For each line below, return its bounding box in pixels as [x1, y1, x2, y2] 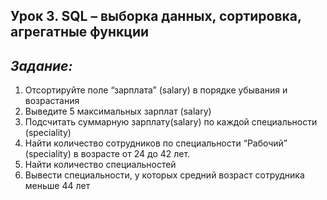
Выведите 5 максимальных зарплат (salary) [24, 105, 212, 118]
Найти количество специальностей [24, 159, 177, 171]
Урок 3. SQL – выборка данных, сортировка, [10, 8, 302, 25]
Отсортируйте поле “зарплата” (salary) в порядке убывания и [24, 84, 288, 96]
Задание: [10, 57, 73, 74]
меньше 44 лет [24, 180, 91, 192]
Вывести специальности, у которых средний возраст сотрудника [24, 169, 305, 181]
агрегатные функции [10, 24, 150, 41]
